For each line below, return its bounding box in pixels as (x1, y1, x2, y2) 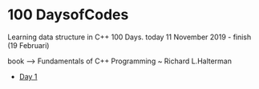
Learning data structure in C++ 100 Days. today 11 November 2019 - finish (7, 32, 252, 42)
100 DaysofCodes (7, 6, 129, 24)
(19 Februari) (7, 40, 50, 50)
